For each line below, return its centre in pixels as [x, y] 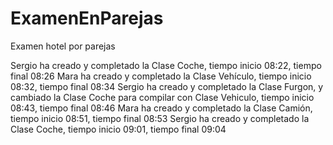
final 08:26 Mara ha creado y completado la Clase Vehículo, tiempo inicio [161, 76]
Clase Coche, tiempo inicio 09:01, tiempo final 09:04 [118, 129]
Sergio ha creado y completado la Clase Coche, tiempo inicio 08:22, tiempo [166, 65]
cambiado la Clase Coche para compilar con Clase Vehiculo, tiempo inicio [162, 97]
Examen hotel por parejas [63, 46]
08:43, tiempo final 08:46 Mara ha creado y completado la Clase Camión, [161, 108]
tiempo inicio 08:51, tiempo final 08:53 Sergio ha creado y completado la [160, 118]
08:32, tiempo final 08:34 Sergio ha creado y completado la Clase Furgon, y [167, 86]
